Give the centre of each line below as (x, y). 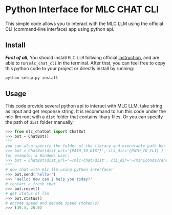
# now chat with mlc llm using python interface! (59, 170)
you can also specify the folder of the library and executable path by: (86, 146)
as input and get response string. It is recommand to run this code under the (86, 112)
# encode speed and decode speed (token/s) (52, 203)
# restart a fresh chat (31, 184)
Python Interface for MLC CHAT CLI (82, 9)
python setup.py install (32, 78)
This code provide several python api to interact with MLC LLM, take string (84, 106)
